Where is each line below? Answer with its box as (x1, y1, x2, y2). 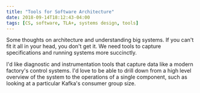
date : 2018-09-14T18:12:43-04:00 (6, 14, 90, 20)
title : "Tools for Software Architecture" (6, 8, 114, 15)
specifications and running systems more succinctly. (6, 49, 137, 56)
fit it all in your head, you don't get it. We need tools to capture (6, 43, 161, 50)
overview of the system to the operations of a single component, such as (6, 73, 188, 81)
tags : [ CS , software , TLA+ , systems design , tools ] (6, 20, 139, 26)
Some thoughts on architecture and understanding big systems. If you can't (6, 37, 194, 44)
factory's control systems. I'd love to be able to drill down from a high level (6, 67, 192, 74)
